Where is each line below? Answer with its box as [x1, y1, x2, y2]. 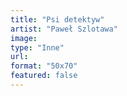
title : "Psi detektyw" [10, 14, 105, 25]
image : [10, 33, 38, 43]
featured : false [10, 71, 78, 81]
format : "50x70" [10, 61, 78, 71]
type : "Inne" [10, 42, 65, 53]
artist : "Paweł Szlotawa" [10, 24, 118, 34]
